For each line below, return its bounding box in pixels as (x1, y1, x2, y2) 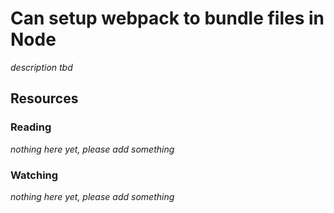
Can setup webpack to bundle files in (10, 7, 325, 30)
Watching (10, 168, 59, 182)
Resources (10, 90, 79, 107)
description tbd (10, 61, 73, 73)
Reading (10, 120, 52, 134)
